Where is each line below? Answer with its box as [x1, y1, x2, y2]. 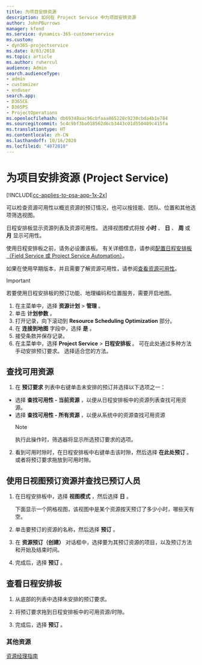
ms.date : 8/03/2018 [6, 48, 55, 54]
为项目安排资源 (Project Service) [6, 171, 169, 184]
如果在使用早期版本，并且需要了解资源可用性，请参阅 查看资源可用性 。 [6, 264, 180, 272]
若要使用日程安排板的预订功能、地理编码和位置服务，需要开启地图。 [6, 289, 175, 296]
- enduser [6, 87, 31, 93]
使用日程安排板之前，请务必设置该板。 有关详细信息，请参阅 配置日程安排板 [6, 245, 192, 252]
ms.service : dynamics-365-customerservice [6, 31, 114, 37]
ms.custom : [6, 37, 34, 43]
